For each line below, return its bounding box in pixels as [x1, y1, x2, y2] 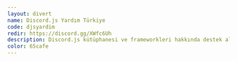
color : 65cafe [7, 43, 49, 50]
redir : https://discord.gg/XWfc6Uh [7, 29, 112, 37]
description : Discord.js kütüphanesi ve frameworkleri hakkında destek [7, 36, 222, 43]
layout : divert [7, 10, 52, 18]
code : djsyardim [7, 23, 55, 30]
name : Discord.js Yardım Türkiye [7, 17, 106, 24]
